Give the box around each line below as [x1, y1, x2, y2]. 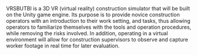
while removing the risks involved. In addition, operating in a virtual [6, 30, 168, 37]
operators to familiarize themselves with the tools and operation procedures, [6, 23, 192, 30]
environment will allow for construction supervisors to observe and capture [6, 36, 188, 43]
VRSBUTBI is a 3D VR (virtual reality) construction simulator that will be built [6, 5, 190, 12]
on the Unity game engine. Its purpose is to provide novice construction [6, 11, 181, 18]
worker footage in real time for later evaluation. [6, 42, 120, 49]
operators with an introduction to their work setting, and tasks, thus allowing [6, 18, 191, 24]
